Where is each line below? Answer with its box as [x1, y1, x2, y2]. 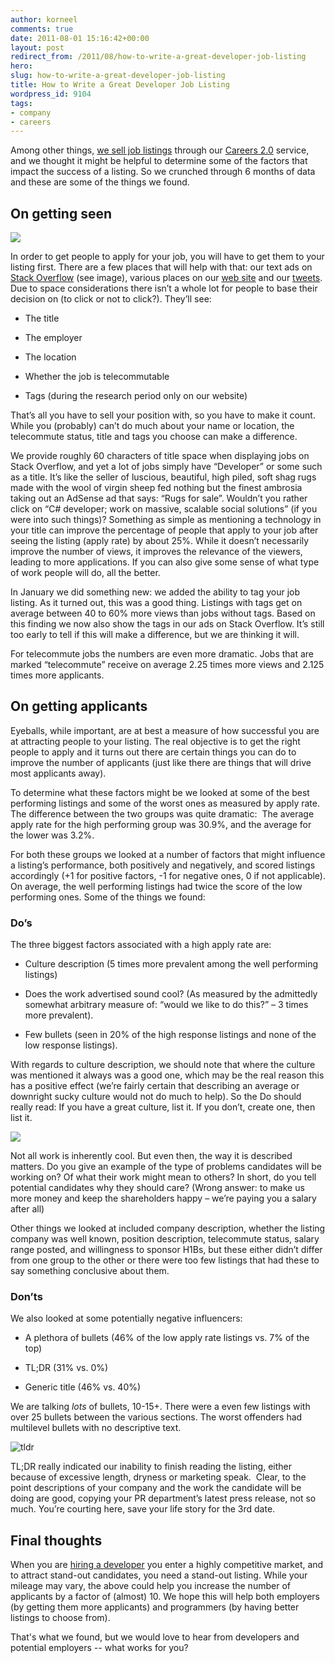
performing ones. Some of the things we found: [10, 891, 206, 903]
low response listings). [24, 1039, 118, 1051]
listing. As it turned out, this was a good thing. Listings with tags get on [10, 597, 303, 609]
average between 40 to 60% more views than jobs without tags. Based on [10, 607, 316, 620]
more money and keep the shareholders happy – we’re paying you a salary [10, 1192, 317, 1205]
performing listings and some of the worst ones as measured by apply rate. [10, 797, 320, 809]
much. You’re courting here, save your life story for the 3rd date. [10, 1503, 276, 1515]
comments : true [10, 24, 74, 34]
